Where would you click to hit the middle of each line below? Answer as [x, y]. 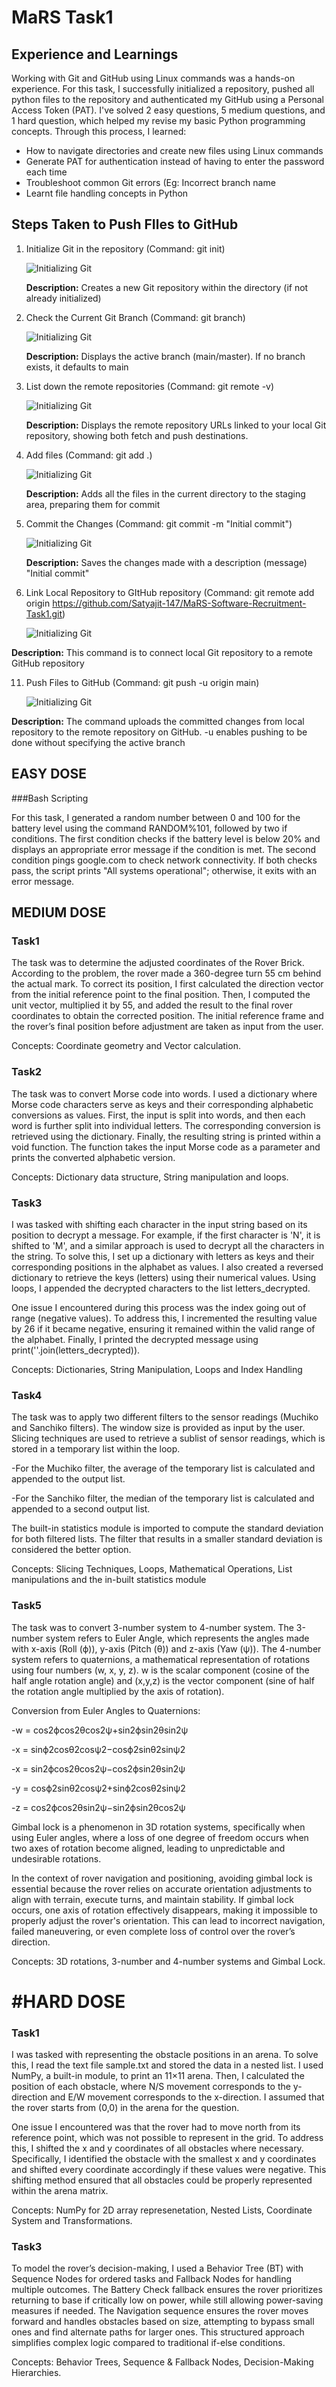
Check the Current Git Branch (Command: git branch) [135, 317]
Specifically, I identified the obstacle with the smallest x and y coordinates [164, 2158]
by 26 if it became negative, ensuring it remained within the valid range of [163, 1328]
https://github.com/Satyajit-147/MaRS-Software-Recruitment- [179, 603]
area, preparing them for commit [93, 504]
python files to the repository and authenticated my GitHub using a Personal [167, 99]
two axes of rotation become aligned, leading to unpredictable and [148, 1848]
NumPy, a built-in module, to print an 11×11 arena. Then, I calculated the [158, 2075]
